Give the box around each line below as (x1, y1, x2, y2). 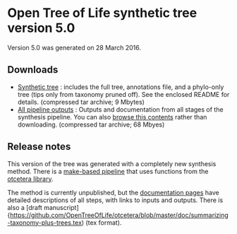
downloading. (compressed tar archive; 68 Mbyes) (17, 120, 165, 129)
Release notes (7, 141, 71, 153)
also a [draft (7, 203, 42, 211)
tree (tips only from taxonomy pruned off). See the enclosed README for (17, 90, 230, 98)
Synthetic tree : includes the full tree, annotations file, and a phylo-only (17, 83, 224, 91)
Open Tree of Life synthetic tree (7, 5, 197, 21)
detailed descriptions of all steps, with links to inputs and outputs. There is (7, 196, 224, 204)
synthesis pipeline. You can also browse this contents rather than (17, 112, 207, 121)
